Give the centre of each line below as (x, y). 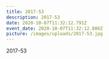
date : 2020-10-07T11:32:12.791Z (46, 23)
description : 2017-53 (33, 17)
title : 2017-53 (25, 12)
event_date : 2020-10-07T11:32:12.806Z (54, 28)
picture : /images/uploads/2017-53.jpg (54, 34)
